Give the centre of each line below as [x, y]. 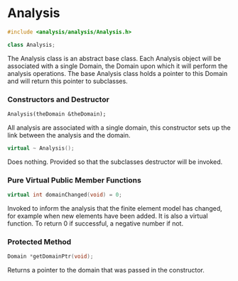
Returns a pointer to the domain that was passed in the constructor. [106, 270]
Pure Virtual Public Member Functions [75, 180]
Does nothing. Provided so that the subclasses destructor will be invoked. [115, 162]
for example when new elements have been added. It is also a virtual [108, 216]
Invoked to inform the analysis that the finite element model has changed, [115, 208]
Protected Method [39, 241]
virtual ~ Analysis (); [41, 148]
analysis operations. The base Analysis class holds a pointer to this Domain [118, 73]
